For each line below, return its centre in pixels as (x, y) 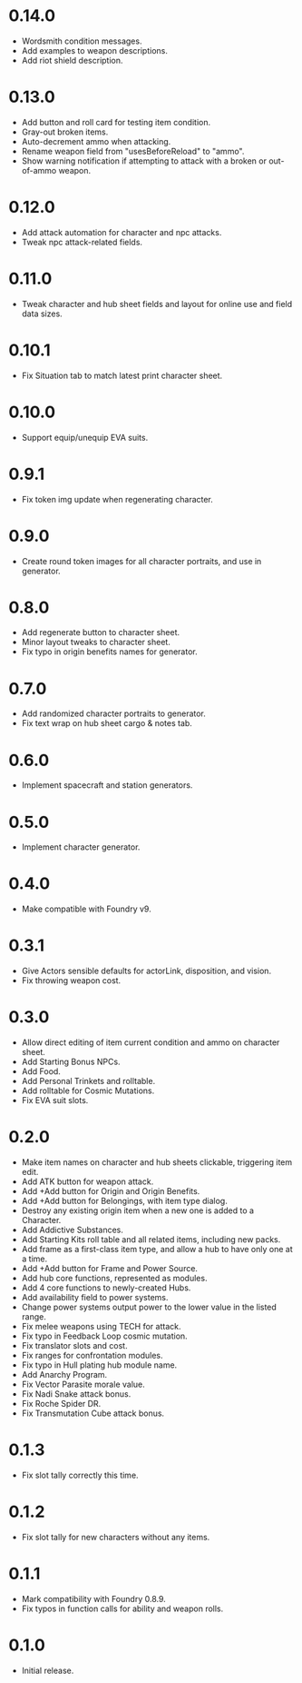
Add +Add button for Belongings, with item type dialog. (124, 1201)
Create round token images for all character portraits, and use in (141, 561)
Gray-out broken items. (65, 132)
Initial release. (48, 1670)
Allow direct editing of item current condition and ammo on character (151, 1042)
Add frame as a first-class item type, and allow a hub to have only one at (157, 1249)
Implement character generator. (81, 847)
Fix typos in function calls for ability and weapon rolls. (122, 1608)
